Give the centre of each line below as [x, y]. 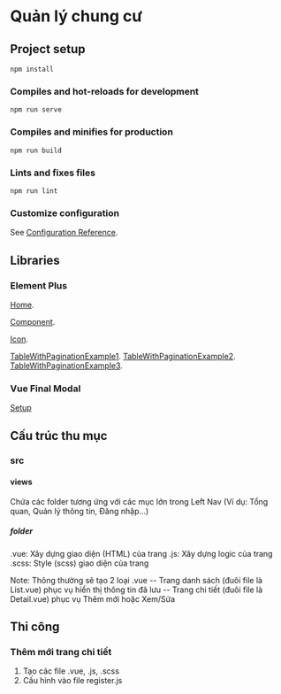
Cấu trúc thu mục [59, 436]
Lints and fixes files [53, 173]
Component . [33, 321]
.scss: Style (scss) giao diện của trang [80, 563]
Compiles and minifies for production [91, 132]
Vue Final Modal [46, 389]
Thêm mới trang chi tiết [61, 652]
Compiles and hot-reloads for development [105, 91]
